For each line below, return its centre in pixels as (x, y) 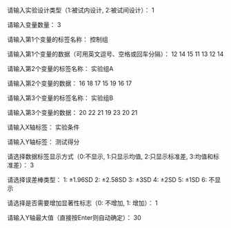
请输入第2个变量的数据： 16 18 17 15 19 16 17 (70, 83)
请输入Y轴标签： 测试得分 (43, 142)
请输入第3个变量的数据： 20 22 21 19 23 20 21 (72, 113)
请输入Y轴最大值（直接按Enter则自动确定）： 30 (74, 218)
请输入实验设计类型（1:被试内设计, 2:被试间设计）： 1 (81, 10)
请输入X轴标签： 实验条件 (43, 127)
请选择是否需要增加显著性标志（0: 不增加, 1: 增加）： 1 (83, 203)
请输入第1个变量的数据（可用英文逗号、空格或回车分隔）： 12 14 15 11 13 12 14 (115, 54)
